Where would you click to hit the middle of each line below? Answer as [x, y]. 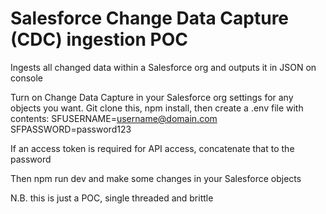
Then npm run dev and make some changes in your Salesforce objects [156, 178]
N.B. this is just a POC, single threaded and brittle [112, 198]
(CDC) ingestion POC [99, 39]
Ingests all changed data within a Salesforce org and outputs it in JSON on [163, 67]
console [27, 78]
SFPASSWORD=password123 [71, 129]
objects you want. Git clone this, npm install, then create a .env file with [157, 108]
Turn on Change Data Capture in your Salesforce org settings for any [152, 97]
